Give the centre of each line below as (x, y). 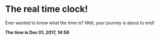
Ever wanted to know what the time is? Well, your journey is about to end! (80, 23)
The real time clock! (46, 9)
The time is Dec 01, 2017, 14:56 (37, 32)
